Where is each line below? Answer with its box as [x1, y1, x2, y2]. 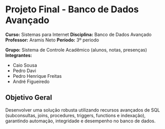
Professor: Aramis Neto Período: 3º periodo [5, 37, 99, 43]
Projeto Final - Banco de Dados [5, 4, 139, 15]
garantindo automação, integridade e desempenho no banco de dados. [5, 118, 156, 124]
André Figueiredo [12, 78, 50, 84]
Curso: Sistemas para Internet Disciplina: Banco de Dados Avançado [5, 31, 152, 37]
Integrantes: [5, 52, 32, 58]
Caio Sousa [12, 62, 37, 68]
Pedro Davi [12, 68, 36, 74]
